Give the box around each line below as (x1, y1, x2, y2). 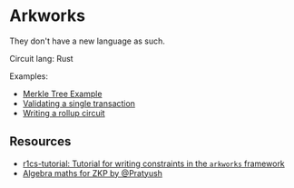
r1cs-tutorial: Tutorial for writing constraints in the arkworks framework (22, 158, 286, 169)
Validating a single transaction (22, 97, 136, 109)
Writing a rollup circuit (22, 107, 106, 118)
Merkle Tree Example (22, 88, 103, 99)
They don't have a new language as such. (9, 35, 166, 46)
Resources (9, 134, 72, 150)
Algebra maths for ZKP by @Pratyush (22, 167, 163, 178)
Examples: (9, 70, 48, 82)
